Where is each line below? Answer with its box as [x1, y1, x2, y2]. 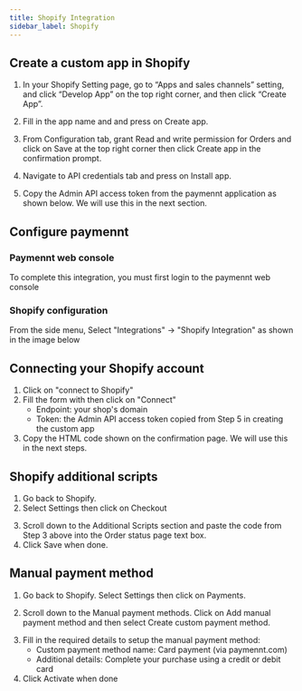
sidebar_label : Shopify [9, 22, 99, 31]
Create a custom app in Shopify [9, 55, 191, 71]
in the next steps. [22, 443, 88, 453]
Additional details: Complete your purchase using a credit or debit [35, 654, 281, 665]
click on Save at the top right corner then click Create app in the [22, 143, 261, 154]
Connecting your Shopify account [9, 360, 205, 376]
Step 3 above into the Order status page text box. [22, 530, 207, 540]
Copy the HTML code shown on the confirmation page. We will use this [22, 433, 288, 444]
